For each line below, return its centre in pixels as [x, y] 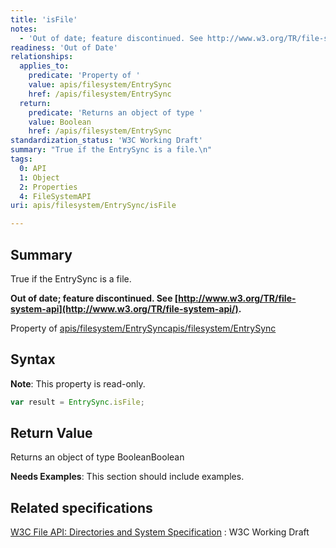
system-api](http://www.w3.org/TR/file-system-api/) [124, 308]
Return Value [51, 433]
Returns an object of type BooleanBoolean [97, 457]
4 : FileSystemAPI [55, 196]
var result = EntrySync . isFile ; [77, 402]
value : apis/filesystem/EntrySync [100, 85]
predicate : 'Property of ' [84, 76]
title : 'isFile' [44, 19]
